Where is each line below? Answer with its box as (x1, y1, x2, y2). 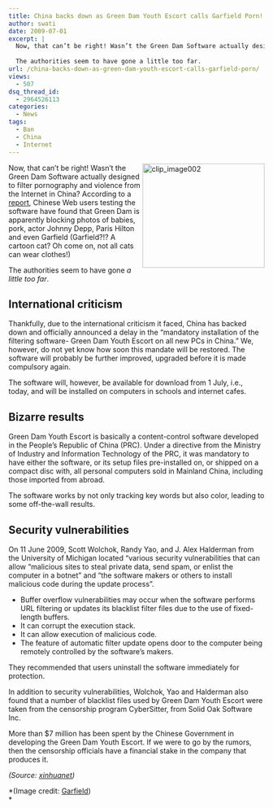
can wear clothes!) (8, 249, 71, 259)
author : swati (8, 20, 57, 28)
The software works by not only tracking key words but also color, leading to (8, 491, 265, 500)
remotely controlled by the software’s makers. (19, 646, 174, 656)
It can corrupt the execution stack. (19, 620, 136, 631)
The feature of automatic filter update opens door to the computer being (19, 638, 262, 648)
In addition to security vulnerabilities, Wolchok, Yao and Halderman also (8, 687, 249, 697)
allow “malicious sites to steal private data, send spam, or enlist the (8, 561, 234, 571)
